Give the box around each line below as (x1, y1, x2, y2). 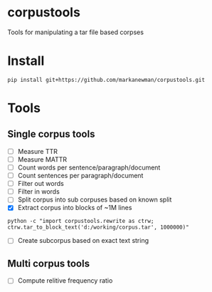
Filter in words (17, 187, 60, 196)
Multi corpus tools (7, 257, 90, 269)
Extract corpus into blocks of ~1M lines (17, 204, 132, 212)
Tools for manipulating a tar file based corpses (7, 28, 144, 36)
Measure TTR (17, 147, 58, 155)
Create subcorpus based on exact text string (17, 236, 149, 245)
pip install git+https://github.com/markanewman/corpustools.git (7, 76, 205, 83)
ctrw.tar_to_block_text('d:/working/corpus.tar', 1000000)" (7, 224, 190, 231)
